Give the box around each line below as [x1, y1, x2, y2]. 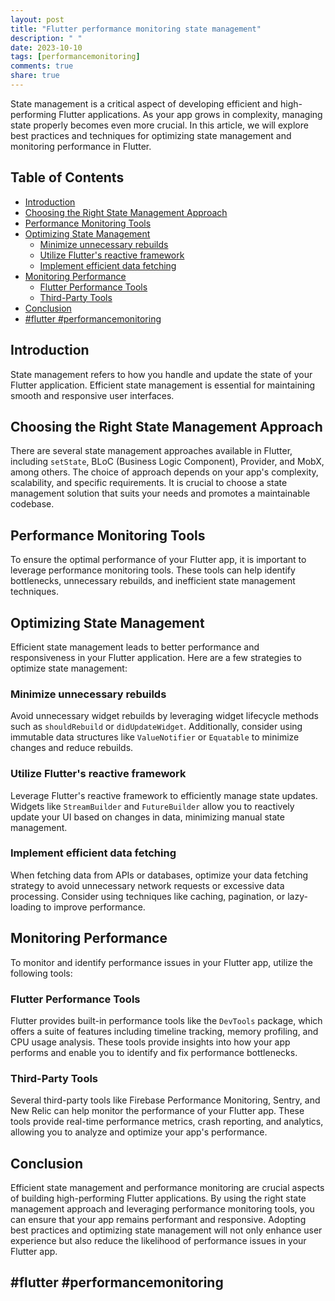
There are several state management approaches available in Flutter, [10, 445, 293, 457]
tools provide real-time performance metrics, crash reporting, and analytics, [10, 1116, 324, 1128]
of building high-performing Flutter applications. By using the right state [10, 1192, 307, 1205]
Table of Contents [10, 169, 125, 186]
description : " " [10, 33, 83, 43]
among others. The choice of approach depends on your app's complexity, [10, 466, 319, 478]
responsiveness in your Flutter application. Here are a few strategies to [10, 651, 302, 663]
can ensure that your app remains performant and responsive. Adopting [10, 1214, 307, 1226]
